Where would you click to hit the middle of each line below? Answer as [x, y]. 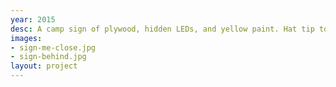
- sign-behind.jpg [48, 57]
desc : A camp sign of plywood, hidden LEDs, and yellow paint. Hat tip [162, 29]
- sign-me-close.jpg [53, 47]
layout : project [44, 66]
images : [26, 38]
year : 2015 [33, 19]
